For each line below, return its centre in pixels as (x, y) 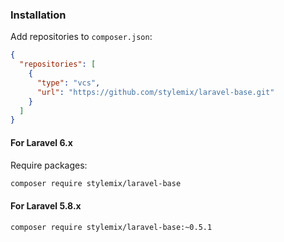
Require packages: (49, 165)
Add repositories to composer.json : (81, 37)
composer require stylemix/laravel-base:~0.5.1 (111, 227)
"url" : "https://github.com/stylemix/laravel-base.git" (155, 92)
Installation (38, 15)
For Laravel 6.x (41, 142)
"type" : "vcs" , (68, 83)
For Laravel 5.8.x (46, 205)
